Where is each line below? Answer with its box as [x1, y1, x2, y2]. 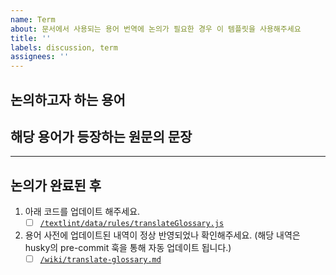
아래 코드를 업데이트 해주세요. [24, 206, 141, 218]
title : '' [10, 33, 52, 43]
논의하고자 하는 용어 [10, 91, 126, 108]
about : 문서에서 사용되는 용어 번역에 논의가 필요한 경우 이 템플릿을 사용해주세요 [10, 24, 302, 34]
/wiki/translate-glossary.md [39, 255, 162, 265]
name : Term [10, 14, 56, 25]
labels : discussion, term [10, 42, 118, 53]
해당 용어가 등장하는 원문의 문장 [10, 128, 193, 145]
